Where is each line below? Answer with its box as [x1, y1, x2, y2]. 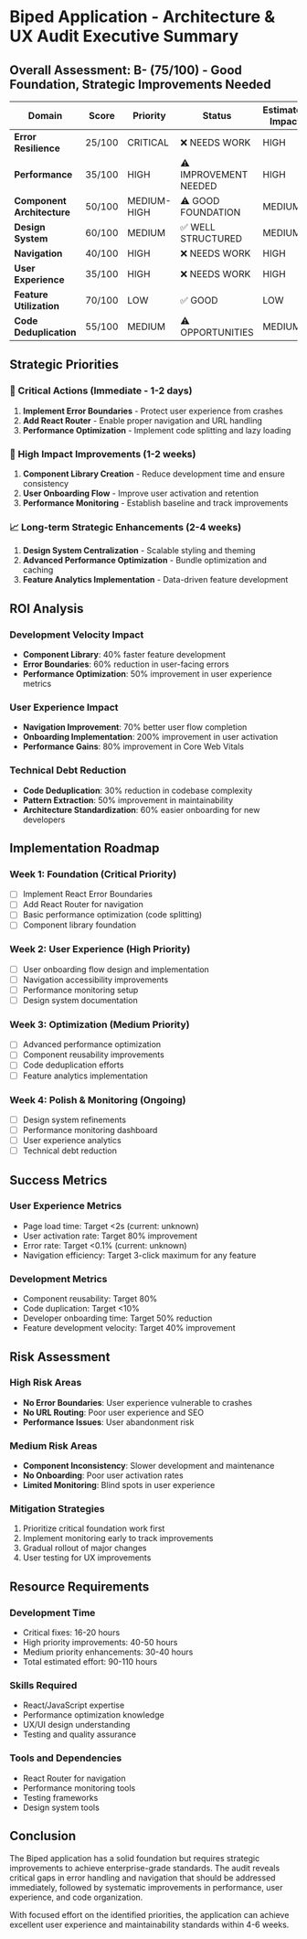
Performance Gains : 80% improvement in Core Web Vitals [22, 741, 245, 752]
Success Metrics [9, 1173, 108, 1188]
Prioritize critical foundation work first [22, 1523, 165, 1534]
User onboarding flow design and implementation [22, 963, 210, 975]
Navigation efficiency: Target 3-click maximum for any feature [22, 1249, 257, 1260]
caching [22, 564, 54, 575]
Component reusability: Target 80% [22, 1293, 158, 1304]
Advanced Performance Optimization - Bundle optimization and [22, 555, 268, 566]
